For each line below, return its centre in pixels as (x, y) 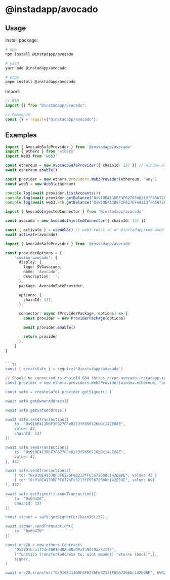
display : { (30, 262)
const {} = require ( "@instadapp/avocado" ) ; (52, 119)
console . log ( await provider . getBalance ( (49, 198)
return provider (40, 336)
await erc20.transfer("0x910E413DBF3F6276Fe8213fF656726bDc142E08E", (80, 573)
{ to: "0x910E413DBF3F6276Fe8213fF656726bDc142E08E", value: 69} (85, 480)
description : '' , (41, 277)
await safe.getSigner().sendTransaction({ (51, 494)
